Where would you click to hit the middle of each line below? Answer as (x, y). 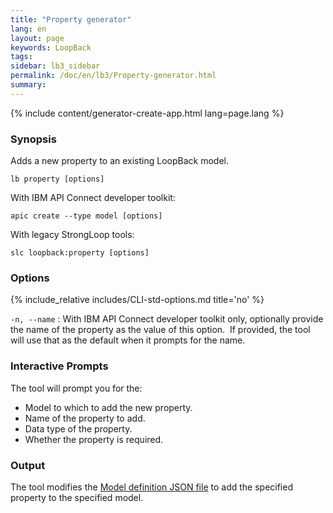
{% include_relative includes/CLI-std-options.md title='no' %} (137, 300)
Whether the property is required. (94, 439)
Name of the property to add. (85, 418)
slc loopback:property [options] (80, 253)
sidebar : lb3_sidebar (55, 66)
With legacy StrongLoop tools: (72, 235)
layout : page (37, 38)
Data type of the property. (78, 428)
